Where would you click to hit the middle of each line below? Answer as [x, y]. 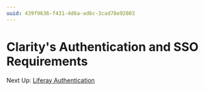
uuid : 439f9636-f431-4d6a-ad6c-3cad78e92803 [71, 13]
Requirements [47, 61]
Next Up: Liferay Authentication [51, 80]
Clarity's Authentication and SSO [102, 47]
